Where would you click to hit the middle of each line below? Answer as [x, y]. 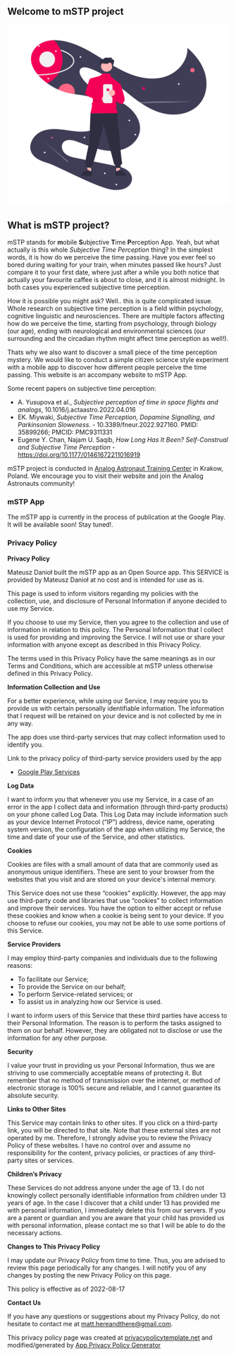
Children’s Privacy [35, 1174]
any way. [20, 723]
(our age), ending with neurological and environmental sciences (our [107, 331]
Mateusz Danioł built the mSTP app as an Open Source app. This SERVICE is [118, 572]
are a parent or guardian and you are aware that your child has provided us [116, 1217]
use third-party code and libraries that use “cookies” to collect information [115, 900]
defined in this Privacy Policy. [50, 673]
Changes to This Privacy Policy [54, 1246]
